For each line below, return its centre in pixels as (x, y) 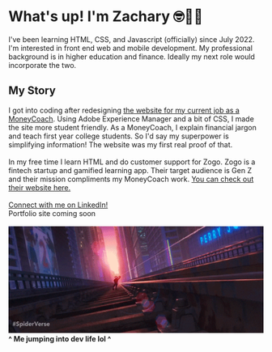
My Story (32, 91)
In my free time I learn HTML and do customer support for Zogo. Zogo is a (132, 162)
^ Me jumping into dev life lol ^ (60, 338)
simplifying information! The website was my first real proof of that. (121, 144)
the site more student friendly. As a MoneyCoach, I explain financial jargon (132, 127)
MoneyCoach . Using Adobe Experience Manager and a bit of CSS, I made (132, 119)
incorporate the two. (42, 65)
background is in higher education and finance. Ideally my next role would (132, 57)
